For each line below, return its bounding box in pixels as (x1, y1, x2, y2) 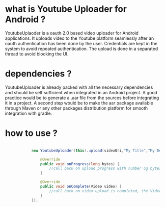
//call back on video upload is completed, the (49, 188, 148, 193)
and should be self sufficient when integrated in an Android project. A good (5, 89, 158, 95)
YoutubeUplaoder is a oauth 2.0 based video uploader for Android (5, 30, 139, 36)
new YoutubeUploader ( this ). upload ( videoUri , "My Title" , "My (31, 148, 155, 153)
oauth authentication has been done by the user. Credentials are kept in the (5, 40, 158, 46)
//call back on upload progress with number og (49, 166, 148, 171)
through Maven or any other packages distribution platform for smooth (5, 105, 148, 111)
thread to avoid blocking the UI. (5, 51, 69, 57)
